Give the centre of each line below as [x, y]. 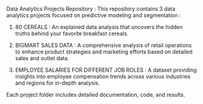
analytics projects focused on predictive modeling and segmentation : [94, 15]
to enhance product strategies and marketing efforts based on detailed [104, 52]
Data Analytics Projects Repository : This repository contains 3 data [91, 9]
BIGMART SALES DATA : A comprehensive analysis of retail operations [103, 45]
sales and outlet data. [42, 58]
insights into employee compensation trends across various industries [103, 76]
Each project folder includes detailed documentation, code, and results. [96, 95]
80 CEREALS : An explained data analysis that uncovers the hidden [99, 27]
